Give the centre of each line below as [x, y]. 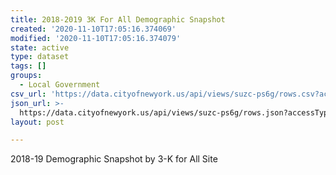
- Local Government [60, 85]
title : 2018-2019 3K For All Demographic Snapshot [118, 19]
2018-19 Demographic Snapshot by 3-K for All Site [114, 159]
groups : [26, 76]
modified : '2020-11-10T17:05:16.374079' [96, 38]
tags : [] [28, 66]
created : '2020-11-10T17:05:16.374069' [93, 29]
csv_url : [28, 94]
